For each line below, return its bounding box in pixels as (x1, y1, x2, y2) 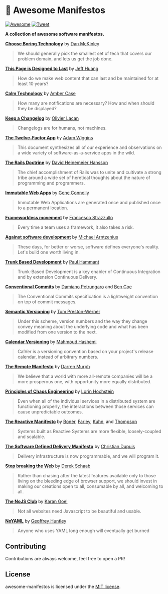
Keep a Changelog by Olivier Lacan (5, 115, 79, 121)
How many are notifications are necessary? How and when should (17, 100, 154, 106)
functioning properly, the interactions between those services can (17, 403, 154, 409)
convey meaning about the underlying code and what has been (17, 323, 148, 329)
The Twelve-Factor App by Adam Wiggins (5, 134, 93, 140)
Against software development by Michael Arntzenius (5, 234, 119, 240)
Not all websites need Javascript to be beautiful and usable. (17, 508, 141, 514)
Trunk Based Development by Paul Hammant (5, 259, 99, 265)
